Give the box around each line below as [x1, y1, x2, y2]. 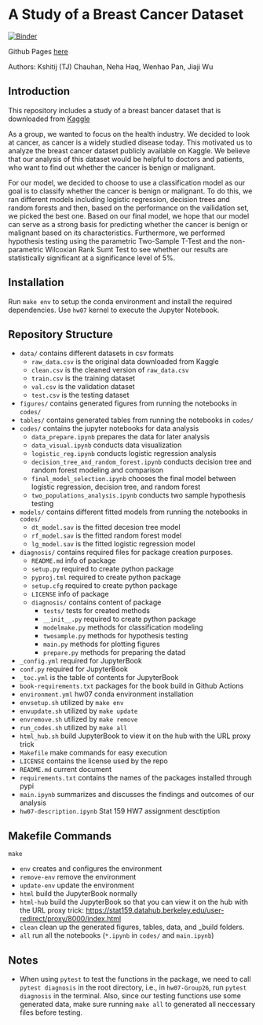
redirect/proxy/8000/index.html [19, 914, 122, 924]
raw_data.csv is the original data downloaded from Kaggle [31, 357, 219, 366]
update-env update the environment [19, 880, 135, 890]
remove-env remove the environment [19, 873, 137, 882]
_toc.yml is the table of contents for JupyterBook [19, 673, 179, 682]
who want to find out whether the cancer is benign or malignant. [8, 163, 216, 172]
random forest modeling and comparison [31, 465, 164, 475]
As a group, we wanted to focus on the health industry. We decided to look [8, 129, 250, 138]
